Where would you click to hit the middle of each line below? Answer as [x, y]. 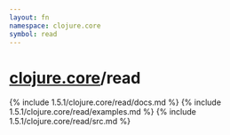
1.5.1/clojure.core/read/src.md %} [70, 122]
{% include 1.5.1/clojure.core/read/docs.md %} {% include [115, 102]
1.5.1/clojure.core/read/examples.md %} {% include [103, 112]
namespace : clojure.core [55, 26]
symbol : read [33, 34]
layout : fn [29, 17]
